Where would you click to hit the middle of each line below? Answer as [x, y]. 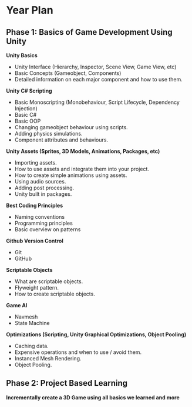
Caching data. [31, 346]
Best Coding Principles [35, 205]
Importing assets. [36, 163]
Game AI [17, 305]
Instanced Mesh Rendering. [48, 358]
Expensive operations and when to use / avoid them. [78, 352]
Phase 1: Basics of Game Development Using [89, 32]
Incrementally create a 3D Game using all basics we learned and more [93, 397]
